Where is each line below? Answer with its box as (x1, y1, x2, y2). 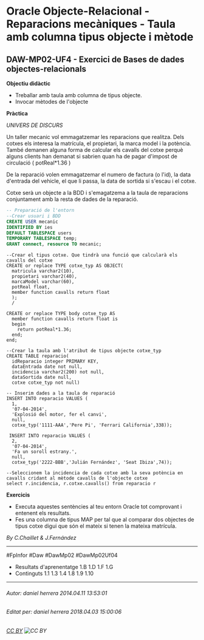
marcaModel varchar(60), (12, 279, 75, 285)
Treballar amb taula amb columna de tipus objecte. (15, 92, 143, 98)
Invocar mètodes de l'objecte (15, 98, 89, 105)
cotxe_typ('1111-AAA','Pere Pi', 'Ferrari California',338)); (12, 422, 172, 429)
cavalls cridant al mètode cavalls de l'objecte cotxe (6, 475, 148, 482)
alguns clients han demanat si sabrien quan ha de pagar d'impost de (6, 153, 178, 160)
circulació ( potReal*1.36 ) (6, 159, 71, 166)
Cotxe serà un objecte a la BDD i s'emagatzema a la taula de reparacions (6, 189, 188, 196)
